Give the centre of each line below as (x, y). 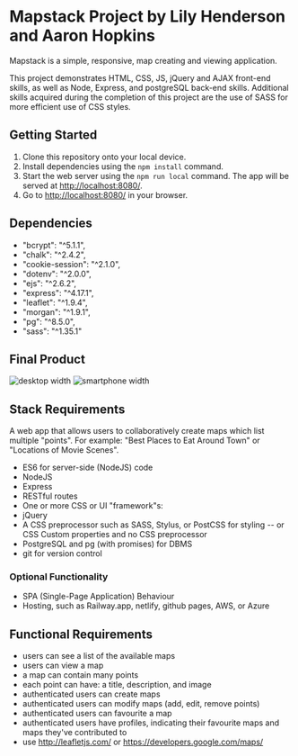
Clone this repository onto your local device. (104, 157)
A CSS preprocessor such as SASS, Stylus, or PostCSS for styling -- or (153, 525)
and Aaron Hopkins (82, 36)
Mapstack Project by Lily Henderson (147, 17)
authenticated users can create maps (91, 694)
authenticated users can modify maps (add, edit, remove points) (141, 704)
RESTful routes (50, 496)
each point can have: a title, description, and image (117, 685)
